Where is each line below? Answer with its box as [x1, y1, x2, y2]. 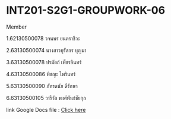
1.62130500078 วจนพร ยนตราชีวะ [6, 35, 80, 42]
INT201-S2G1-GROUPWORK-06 [6, 4, 165, 17]
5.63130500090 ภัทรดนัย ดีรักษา [6, 82, 78, 89]
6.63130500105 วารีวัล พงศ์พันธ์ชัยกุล [6, 94, 86, 101]
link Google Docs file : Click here [6, 106, 86, 113]
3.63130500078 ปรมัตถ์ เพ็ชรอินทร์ [6, 58, 82, 65]
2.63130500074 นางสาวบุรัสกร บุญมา [6, 46, 87, 54]
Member [6, 23, 27, 30]
